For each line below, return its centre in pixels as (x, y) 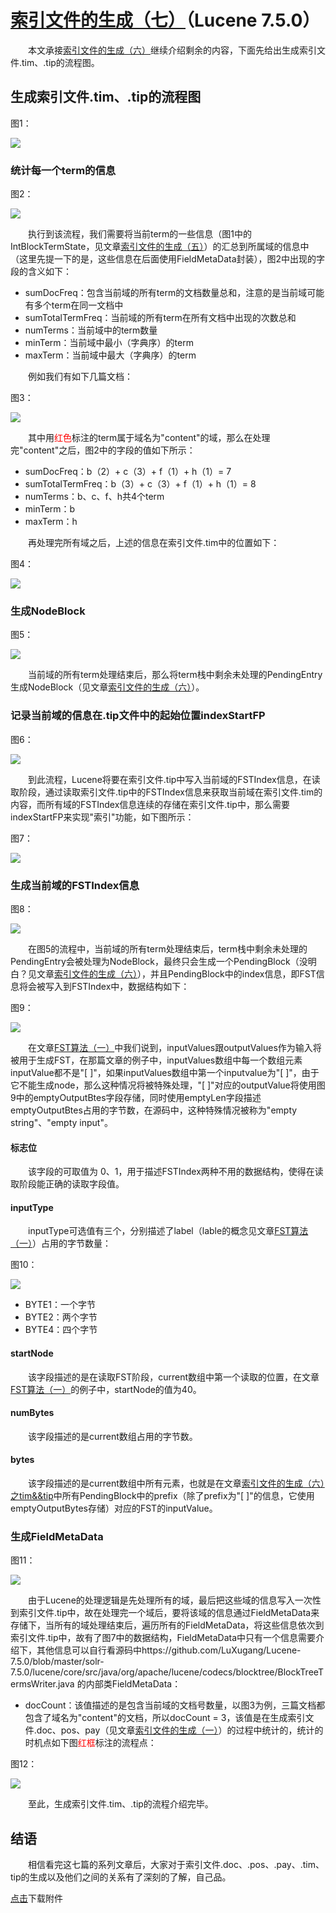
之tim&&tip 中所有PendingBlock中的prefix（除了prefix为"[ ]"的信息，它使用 (162, 1495)
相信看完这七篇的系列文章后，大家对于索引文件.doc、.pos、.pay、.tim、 (176, 1865)
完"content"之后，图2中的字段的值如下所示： (103, 450)
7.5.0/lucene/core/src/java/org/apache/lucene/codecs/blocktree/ (144, 1672)
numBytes (32, 1413)
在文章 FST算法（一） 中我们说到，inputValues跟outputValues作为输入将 (175, 1047)
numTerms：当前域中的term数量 (91, 330)
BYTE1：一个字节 (60, 1305)
